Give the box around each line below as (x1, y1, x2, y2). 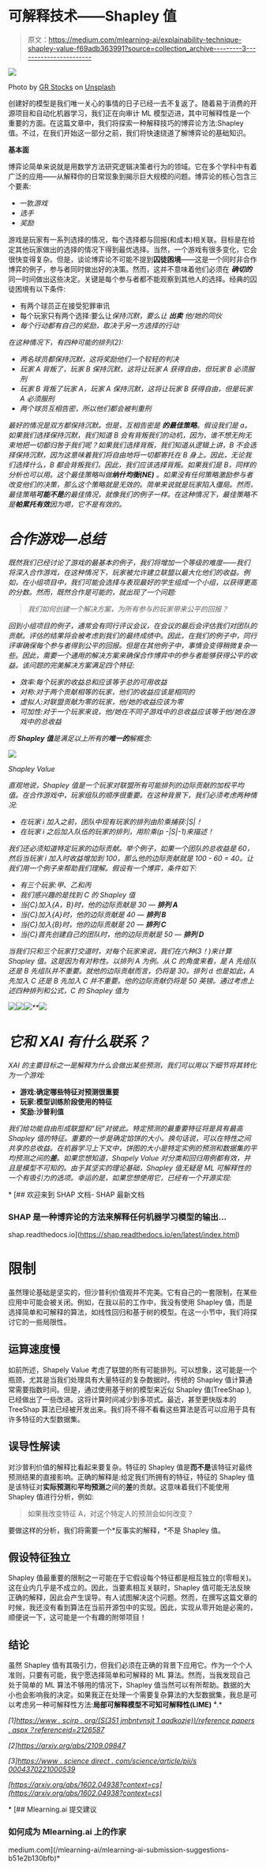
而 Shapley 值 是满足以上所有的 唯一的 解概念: (8, 733, 152, 743)
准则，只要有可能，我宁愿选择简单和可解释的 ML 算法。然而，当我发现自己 (8, 1670, 251, 1680)
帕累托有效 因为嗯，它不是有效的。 (15, 499, 126, 509)
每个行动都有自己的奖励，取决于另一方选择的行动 (19, 321, 179, 330)
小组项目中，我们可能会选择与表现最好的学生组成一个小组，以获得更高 (28, 578, 257, 587)
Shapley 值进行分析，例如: (8, 1492, 94, 1501)
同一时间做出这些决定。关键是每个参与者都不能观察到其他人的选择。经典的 (8, 274, 250, 284)
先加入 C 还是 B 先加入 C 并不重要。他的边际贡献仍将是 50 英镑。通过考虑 (8, 976, 248, 985)
